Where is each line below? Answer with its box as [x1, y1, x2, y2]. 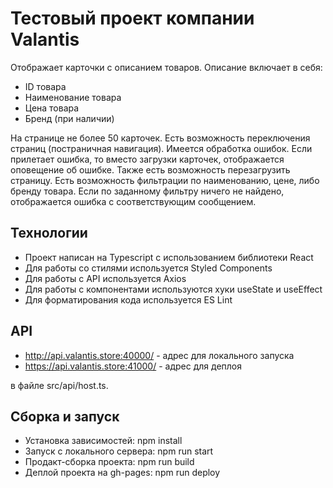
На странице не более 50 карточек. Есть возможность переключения [10, 132, 311, 144]
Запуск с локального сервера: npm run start [24, 445, 214, 457]
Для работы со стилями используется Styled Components [24, 262, 273, 274]
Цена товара [24, 102, 80, 114]
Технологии [10, 225, 88, 242]
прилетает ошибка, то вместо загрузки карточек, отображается [10, 153, 285, 165]
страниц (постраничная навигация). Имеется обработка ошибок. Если [10, 142, 313, 154]
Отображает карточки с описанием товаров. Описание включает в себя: [10, 61, 323, 73]
